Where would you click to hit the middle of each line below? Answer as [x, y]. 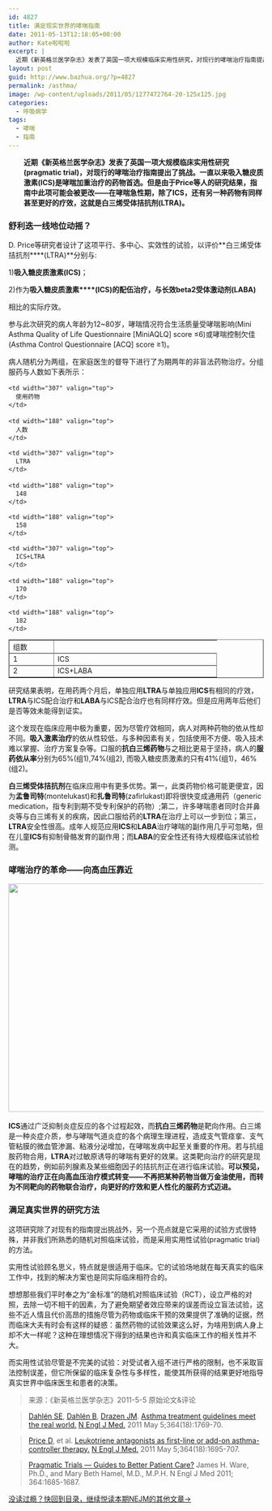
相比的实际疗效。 [37, 307]
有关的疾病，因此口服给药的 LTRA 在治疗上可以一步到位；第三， [155, 816]
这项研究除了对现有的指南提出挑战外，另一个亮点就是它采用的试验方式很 [129, 1229]
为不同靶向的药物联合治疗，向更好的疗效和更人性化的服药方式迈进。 [122, 1187]
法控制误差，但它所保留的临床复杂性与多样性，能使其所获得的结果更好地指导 [136, 1372]
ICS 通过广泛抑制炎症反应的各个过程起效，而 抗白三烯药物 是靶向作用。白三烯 [135, 1126]
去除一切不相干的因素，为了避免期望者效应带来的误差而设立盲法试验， [139, 1304]
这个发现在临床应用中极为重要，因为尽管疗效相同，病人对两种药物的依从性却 [136, 727]
